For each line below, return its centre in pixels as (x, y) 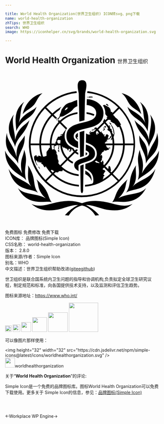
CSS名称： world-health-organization (43, 245)
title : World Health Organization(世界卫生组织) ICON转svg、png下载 (72, 14)
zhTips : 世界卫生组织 (25, 23)
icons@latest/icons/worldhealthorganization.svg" (55, 355)
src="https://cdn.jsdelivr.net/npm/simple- (108, 350)
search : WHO (17, 27)
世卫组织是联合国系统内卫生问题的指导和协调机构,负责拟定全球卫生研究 (76, 279)
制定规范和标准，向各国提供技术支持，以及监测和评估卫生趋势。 (78, 285)
